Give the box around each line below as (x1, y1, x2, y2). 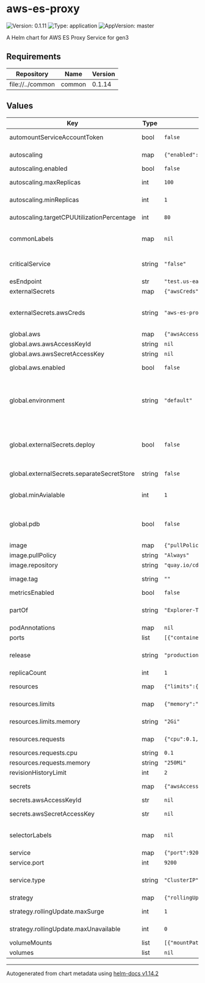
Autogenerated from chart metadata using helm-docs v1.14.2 (6, 970, 159, 977)
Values (6, 101, 34, 111)
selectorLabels (9, 830, 52, 839)
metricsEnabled (9, 588, 55, 597)
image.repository (9, 561, 59, 569)
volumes (9, 948, 34, 957)
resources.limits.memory (9, 717, 81, 726)
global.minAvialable (9, 491, 65, 499)
